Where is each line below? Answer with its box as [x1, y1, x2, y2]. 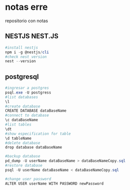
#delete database [5, 140, 41, 145]
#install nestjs [5, 45, 38, 50]
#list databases [5, 95, 38, 99]
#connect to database [5, 113, 49, 118]
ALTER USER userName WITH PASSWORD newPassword [5, 181, 104, 186]
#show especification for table [5, 131, 71, 136]
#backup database [5, 154, 41, 159]
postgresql [5, 72, 39, 81]
